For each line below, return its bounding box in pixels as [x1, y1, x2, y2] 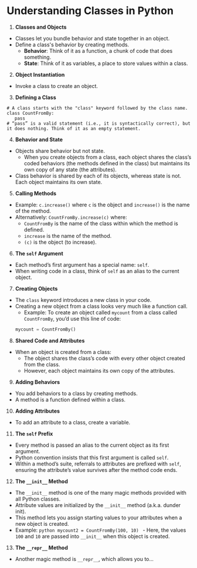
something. [23, 53, 52, 60]
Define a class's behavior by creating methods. [15, 41, 130, 48]
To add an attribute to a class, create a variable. [15, 419, 131, 426]
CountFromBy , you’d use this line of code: [23, 315, 121, 322]
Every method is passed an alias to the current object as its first [15, 441, 169, 448]
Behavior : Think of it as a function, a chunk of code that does [23, 47, 173, 54]
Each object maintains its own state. [15, 178, 103, 185]
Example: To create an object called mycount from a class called [23, 309, 178, 316]
